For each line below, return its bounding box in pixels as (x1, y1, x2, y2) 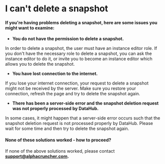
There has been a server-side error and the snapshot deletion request (12, 100, 159, 106)
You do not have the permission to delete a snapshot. (12, 36, 124, 42)
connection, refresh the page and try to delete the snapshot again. (5, 91, 140, 97)
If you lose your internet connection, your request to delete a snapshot (5, 80, 149, 86)
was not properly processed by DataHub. (12, 106, 99, 112)
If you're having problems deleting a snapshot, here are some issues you (5, 19, 158, 25)
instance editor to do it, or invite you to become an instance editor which (5, 56, 153, 62)
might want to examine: (5, 25, 55, 31)
